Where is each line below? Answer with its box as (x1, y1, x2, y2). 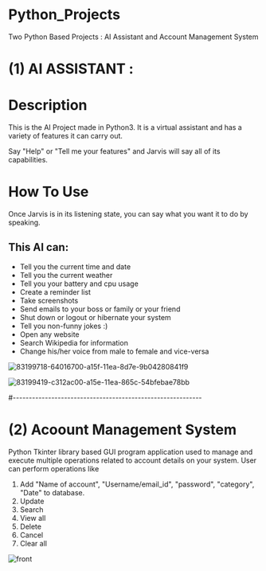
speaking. (8, 217, 41, 227)
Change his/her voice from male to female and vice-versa (19, 346, 209, 356)
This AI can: (8, 241, 69, 254)
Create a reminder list (19, 287, 92, 296)
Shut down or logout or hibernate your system (19, 312, 171, 322)
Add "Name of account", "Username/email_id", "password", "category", (19, 479, 255, 489)
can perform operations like (8, 463, 100, 473)
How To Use (8, 183, 89, 201)
